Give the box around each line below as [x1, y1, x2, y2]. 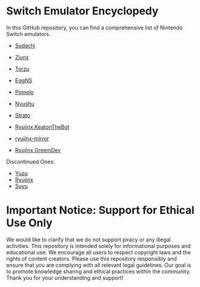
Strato [14, 111, 31, 119]
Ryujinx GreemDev [14, 146, 61, 153]
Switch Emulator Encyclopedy [6, 4, 159, 18]
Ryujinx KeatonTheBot [14, 123, 70, 130]
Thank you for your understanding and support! [6, 274, 124, 281]
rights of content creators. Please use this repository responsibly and [6, 255, 177, 262]
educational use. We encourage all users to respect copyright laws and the [6, 249, 191, 256]
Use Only [6, 216, 53, 230]
